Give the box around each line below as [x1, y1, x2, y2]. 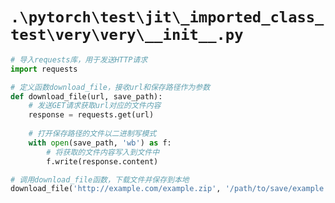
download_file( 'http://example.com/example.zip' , [10, 184, 222, 194]
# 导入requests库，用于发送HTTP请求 [10, 54, 148, 65]
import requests [10, 64, 78, 74]
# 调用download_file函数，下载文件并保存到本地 [10, 174, 190, 185]
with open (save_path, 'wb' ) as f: [28, 138, 172, 148]
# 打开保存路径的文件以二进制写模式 [28, 129, 157, 139]
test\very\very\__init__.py [10, 26, 244, 45]
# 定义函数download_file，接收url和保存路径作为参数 [10, 82, 211, 92]
